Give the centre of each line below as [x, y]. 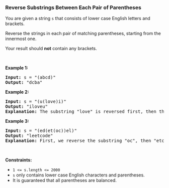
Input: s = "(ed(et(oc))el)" [41, 131]
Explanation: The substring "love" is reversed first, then [81, 112]
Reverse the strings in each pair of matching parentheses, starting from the [83, 34]
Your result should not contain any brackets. [51, 49]
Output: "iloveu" [26, 107]
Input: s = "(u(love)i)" [36, 102]
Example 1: [17, 68]
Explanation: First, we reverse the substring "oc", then [78, 141]
